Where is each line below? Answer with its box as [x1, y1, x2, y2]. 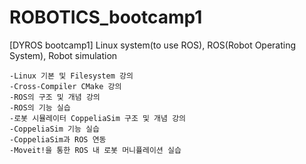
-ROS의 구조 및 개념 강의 [9, 92, 101, 102]
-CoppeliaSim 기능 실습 [9, 124, 100, 134]
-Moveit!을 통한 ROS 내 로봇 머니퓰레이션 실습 [9, 145, 182, 155]
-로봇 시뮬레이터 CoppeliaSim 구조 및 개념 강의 [9, 113, 187, 123]
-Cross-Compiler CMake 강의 [9, 81, 122, 91]
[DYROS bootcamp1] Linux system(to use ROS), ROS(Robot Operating [9, 39, 297, 51]
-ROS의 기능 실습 [9, 102, 71, 113]
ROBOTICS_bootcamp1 [9, 6, 203, 29]
